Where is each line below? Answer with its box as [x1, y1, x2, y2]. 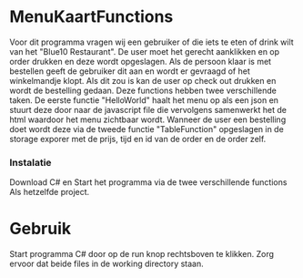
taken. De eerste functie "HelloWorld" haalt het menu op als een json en [9, 94, 279, 106]
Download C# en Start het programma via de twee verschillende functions [9, 177, 288, 188]
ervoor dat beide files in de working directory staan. [9, 258, 205, 270]
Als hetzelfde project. [9, 187, 90, 198]
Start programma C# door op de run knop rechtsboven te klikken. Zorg [9, 249, 275, 260]
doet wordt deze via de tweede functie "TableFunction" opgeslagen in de [9, 123, 284, 134]
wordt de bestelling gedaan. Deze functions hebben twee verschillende [9, 85, 278, 96]
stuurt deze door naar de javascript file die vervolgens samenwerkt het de [9, 104, 287, 115]
